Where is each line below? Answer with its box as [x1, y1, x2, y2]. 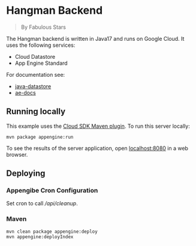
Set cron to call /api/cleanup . [6, 200, 78, 207]
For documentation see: [6, 71, 65, 78]
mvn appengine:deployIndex [6, 233, 74, 240]
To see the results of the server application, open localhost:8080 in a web [6, 145, 189, 152]
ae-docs [14, 89, 36, 96]
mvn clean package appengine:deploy [6, 229, 98, 235]
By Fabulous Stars [20, 23, 66, 31]
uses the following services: [6, 41, 76, 49]
